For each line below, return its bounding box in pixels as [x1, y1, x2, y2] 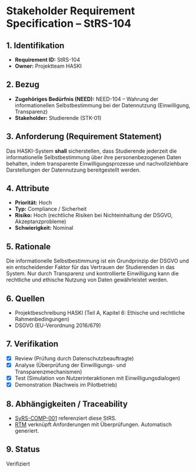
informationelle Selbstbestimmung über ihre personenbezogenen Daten [6, 153, 182, 161]
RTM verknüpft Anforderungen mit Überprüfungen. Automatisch [14, 420, 172, 428]
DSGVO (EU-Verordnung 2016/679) [14, 322, 102, 329]
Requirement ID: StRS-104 [14, 56, 80, 63]
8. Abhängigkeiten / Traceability [6, 399, 128, 409]
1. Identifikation [6, 40, 65, 50]
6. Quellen [6, 293, 45, 303]
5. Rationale [6, 242, 51, 252]
